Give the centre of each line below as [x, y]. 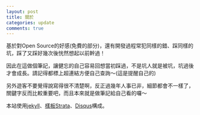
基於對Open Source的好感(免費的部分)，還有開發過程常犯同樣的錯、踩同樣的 [100, 46]
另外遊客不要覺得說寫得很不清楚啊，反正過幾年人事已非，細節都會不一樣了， [100, 86]
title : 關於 [20, 17]
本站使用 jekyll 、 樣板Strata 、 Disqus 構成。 [57, 106]
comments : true [25, 28]
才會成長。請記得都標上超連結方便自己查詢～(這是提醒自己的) [81, 73]
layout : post [22, 12]
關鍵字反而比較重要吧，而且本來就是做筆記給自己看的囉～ [76, 93]
